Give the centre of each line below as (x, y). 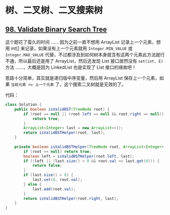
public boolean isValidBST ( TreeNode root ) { (62, 109)
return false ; (47, 166)
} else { (33, 184)
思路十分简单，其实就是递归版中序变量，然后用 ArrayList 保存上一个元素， (82, 78)
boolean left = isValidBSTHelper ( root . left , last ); (79, 156)
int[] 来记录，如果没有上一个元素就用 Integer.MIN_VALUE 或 (72, 48)
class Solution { (24, 104)
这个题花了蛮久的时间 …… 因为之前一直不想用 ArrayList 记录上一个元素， (81, 42)
